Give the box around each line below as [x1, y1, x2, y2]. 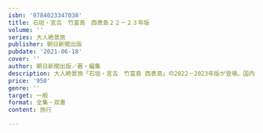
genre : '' [8, 84, 41, 92]
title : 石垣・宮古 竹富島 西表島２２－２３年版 [8, 19, 150, 27]
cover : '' [8, 56, 41, 63]
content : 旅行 [8, 106, 53, 114]
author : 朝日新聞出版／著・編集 [8, 63, 101, 70]
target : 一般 [8, 92, 49, 99]
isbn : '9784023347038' [8, 11, 82, 20]
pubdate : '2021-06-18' [8, 48, 82, 56]
